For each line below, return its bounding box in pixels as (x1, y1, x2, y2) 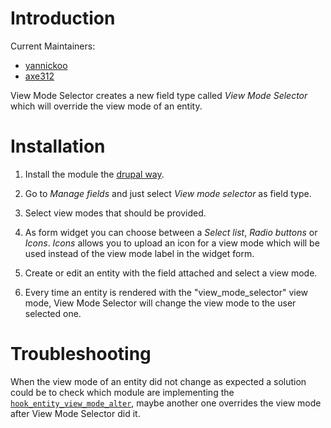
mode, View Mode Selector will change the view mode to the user (24, 297, 297, 309)
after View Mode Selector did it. (10, 407, 141, 419)
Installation (10, 135, 106, 158)
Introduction (10, 7, 116, 30)
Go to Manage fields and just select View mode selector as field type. (24, 187, 312, 199)
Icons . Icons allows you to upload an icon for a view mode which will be (24, 237, 320, 249)
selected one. (24, 307, 82, 319)
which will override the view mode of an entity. (10, 100, 203, 112)
